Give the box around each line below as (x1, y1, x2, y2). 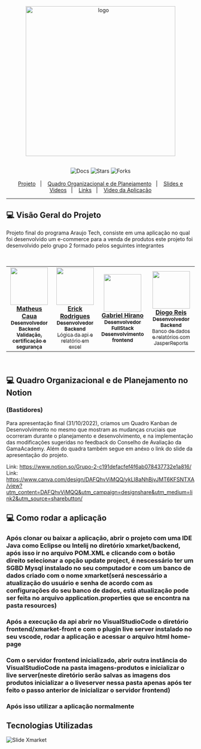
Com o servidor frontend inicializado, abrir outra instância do (6, 656, 187, 664)
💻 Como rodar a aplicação (6, 513, 107, 523)
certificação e (12, 337, 47, 344)
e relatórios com (152, 333, 190, 341)
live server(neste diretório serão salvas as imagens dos (6, 671, 170, 679)
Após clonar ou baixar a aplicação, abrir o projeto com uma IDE (6, 534, 193, 542)
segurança (16, 343, 43, 350)
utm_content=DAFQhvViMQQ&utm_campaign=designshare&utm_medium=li (6, 488, 193, 495)
